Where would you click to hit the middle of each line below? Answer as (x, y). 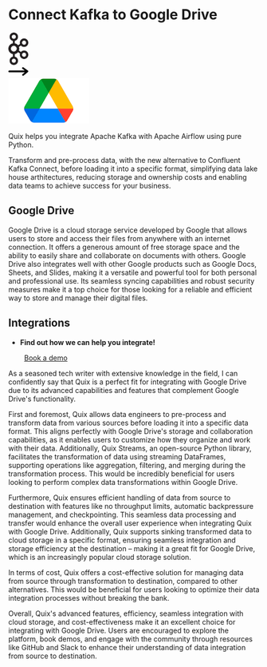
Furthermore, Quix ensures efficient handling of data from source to (120, 498)
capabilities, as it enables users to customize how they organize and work (130, 439)
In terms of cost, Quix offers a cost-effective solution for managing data (126, 572)
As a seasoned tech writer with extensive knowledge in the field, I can (123, 373)
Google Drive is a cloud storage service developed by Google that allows (128, 230)
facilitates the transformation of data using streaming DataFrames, (117, 456)
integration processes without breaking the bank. (89, 598)
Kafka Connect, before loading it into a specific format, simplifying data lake (133, 169)
